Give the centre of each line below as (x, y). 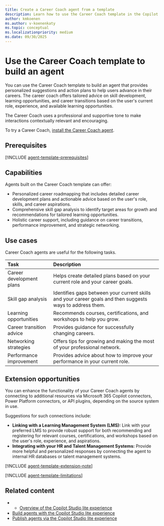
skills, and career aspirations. (42, 204)
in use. (12, 406)
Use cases (21, 240)
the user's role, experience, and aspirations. (56, 441)
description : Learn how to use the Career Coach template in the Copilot (82, 14)
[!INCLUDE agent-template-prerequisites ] (47, 157)
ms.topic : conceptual (27, 28)
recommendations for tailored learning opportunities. (65, 215)
